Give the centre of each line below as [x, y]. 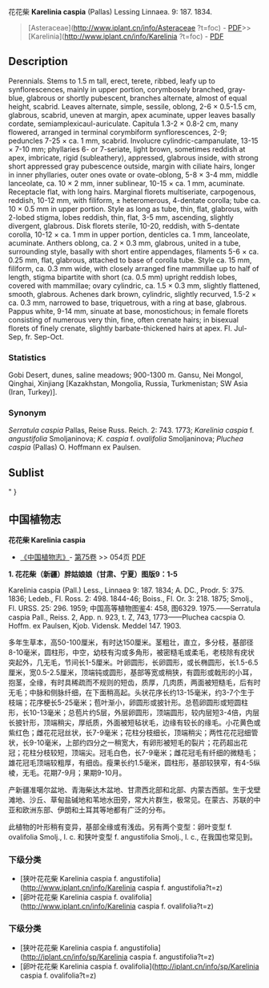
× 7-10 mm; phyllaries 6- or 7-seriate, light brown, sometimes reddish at [127, 149]
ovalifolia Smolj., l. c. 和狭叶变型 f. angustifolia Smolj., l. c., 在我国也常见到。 [133, 837]
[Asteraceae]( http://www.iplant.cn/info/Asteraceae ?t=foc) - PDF [135, 28]
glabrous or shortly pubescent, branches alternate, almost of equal [137, 98]
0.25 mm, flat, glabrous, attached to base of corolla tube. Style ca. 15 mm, [130, 260]
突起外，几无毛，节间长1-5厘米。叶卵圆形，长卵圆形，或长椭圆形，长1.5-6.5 [133, 663]
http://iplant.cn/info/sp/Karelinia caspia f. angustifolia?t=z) [118, 957]
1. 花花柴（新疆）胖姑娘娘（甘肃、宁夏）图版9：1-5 [93, 574]
